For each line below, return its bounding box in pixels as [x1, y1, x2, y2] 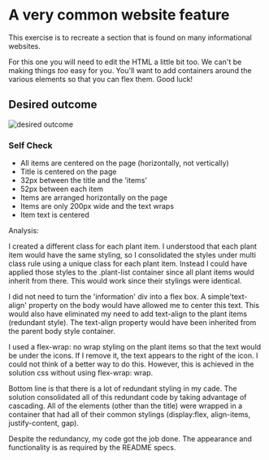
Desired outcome [8, 98, 98, 111]
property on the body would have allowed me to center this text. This [28, 301, 260, 310]
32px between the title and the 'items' [20, 176, 148, 185]
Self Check [8, 140, 53, 151]
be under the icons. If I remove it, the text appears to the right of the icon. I [8, 351, 258, 361]
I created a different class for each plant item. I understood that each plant [8, 241, 258, 251]
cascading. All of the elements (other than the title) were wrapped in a [8, 401, 243, 411]
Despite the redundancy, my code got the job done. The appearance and [8, 434, 252, 444]
